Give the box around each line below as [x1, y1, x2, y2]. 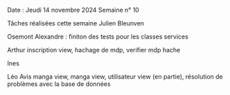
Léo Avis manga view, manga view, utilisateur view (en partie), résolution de [7, 72, 223, 81]
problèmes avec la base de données [7, 80, 111, 88]
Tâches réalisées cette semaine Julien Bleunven [7, 19, 144, 27]
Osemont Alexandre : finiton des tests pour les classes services [7, 32, 188, 41]
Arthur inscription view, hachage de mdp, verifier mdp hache [7, 46, 181, 54]
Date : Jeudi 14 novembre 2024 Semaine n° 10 [7, 6, 140, 14]
